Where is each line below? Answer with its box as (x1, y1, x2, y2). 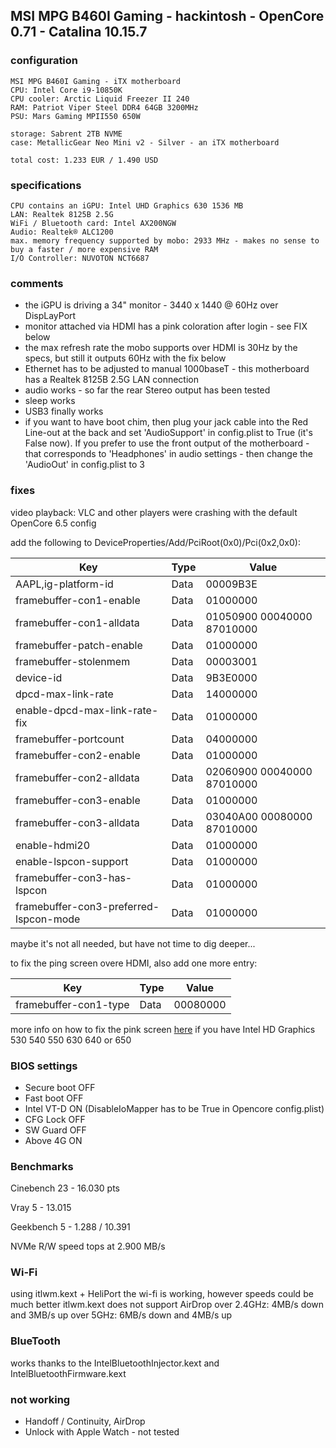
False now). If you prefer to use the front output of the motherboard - (24, 437, 310, 449)
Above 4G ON (24, 1134, 83, 1146)
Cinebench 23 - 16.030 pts (10, 1182, 121, 1194)
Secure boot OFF (24, 1081, 96, 1093)
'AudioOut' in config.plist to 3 (24, 459, 146, 471)
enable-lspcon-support (15, 854, 129, 868)
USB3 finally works (24, 405, 104, 418)
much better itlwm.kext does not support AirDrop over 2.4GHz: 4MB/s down (10, 1299, 325, 1311)
